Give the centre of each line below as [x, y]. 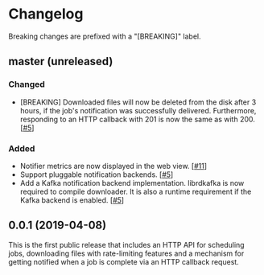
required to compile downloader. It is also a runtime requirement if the [136, 191]
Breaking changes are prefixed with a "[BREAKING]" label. [105, 36]
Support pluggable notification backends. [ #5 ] [97, 174]
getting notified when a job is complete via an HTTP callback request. [124, 261]
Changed [27, 84]
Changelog [46, 14]
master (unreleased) [61, 62]
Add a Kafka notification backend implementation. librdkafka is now [132, 183]
